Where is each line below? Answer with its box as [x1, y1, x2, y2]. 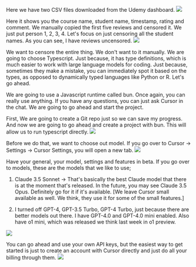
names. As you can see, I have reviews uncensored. [6, 37, 132, 44]
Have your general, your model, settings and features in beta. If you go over [6, 158, 190, 165]
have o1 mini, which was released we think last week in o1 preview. [14, 218, 177, 225]
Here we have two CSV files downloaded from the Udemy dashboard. [6, 6, 175, 13]
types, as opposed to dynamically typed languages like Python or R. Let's [6, 74, 184, 81]
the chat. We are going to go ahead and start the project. [6, 104, 144, 111]
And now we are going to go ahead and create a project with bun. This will [6, 121, 187, 128]
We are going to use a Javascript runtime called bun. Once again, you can [6, 91, 185, 98]
